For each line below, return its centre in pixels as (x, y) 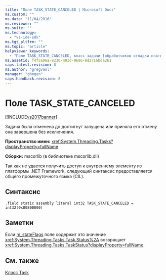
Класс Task (17, 273)
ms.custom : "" (20, 14)
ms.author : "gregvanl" (28, 70)
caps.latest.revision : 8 (31, 65)
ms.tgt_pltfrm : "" (24, 42)
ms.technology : (21, 33)
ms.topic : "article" (26, 47)
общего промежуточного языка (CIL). (45, 176)
